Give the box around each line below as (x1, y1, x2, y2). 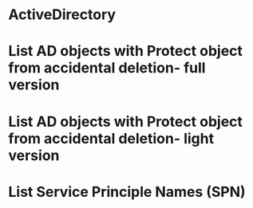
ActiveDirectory (8, 6, 117, 24)
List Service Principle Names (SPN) (8, 182, 246, 201)
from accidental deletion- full (8, 59, 206, 77)
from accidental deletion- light (8, 129, 214, 147)
